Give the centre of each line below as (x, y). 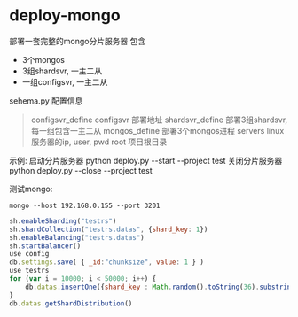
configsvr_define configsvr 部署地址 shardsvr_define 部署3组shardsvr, (159, 120)
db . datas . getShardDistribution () (71, 303)
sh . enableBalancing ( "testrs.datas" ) (77, 237)
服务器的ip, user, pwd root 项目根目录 (99, 142)
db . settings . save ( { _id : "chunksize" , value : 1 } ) (106, 262)
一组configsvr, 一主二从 (65, 81)
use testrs (29, 271)
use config (29, 254)
